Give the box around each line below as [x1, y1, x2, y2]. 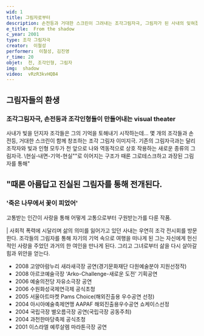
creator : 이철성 [6, 43, 47, 49]
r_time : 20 [6, 54, 34, 60]
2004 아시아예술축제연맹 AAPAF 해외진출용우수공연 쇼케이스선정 [15, 300, 170, 307]
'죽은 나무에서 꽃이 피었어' [6, 199, 78, 207]
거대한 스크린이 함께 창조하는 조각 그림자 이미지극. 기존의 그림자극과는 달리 [19, 137, 196, 144]
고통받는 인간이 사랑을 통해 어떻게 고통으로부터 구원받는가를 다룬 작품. [6, 213, 172, 221]
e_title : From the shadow [6, 25, 75, 32]
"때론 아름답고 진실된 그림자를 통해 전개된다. [6, 180, 163, 190]
